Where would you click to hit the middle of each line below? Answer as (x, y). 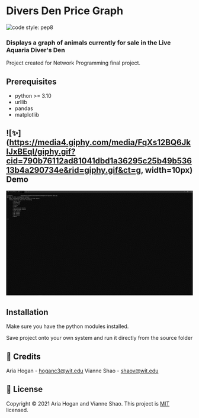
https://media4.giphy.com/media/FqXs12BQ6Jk (100, 142)
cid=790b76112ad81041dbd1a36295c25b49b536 (99, 161)
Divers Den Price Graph (65, 11)
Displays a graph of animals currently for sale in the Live (89, 43)
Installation (27, 312)
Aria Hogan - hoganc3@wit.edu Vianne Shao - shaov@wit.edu (82, 371)
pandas (24, 108)
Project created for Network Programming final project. (73, 63)
